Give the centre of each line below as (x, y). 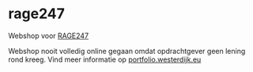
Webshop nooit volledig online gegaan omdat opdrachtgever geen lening (127, 51)
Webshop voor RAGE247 (49, 36)
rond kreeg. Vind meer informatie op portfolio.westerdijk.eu (105, 59)
